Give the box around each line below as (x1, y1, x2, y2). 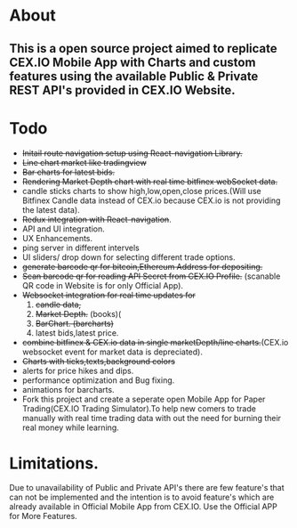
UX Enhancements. (21, 232, 93, 243)
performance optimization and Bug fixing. (21, 375, 175, 386)
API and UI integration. (21, 223, 105, 234)
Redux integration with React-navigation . (21, 214, 172, 224)
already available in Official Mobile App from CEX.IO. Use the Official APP (9, 501, 278, 512)
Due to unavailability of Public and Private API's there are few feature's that (9, 483, 285, 493)
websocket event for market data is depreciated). (21, 346, 203, 357)
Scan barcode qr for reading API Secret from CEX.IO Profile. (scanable (21, 271, 281, 281)
